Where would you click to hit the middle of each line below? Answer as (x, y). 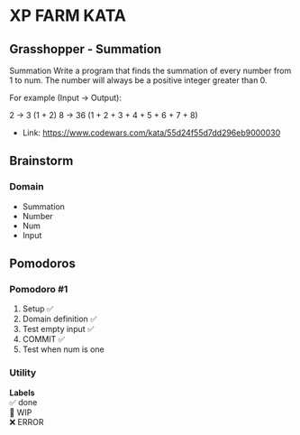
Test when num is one (64, 349)
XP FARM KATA (68, 16)
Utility (23, 373)
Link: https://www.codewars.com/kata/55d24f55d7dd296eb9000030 (151, 133)
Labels (22, 393)
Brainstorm (41, 161)
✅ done (23, 402)
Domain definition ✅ (59, 319)
